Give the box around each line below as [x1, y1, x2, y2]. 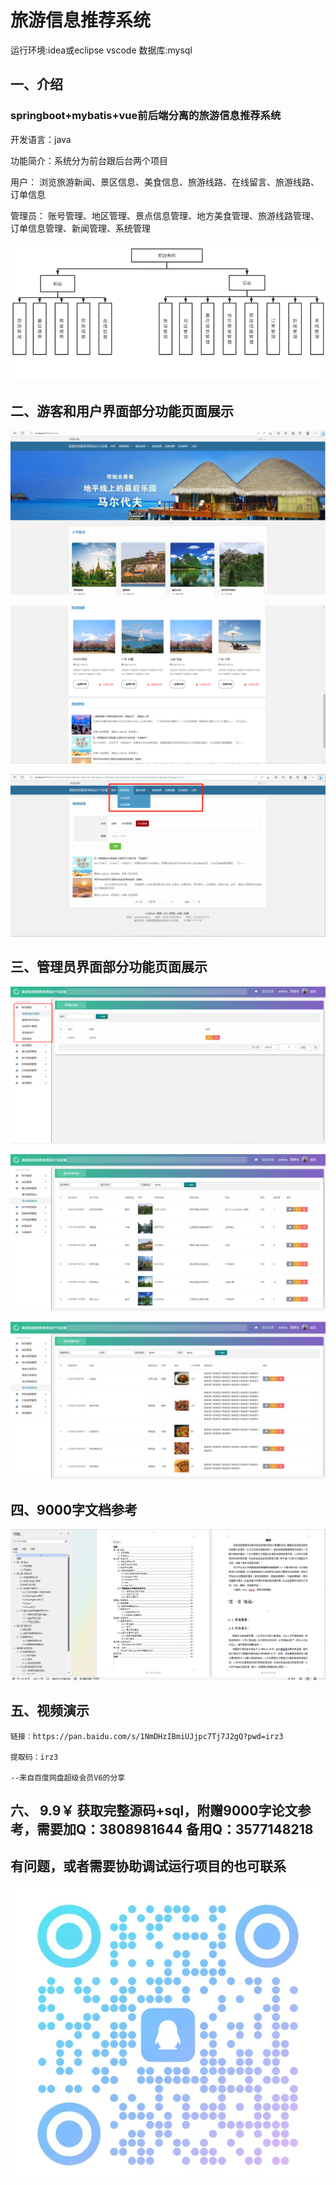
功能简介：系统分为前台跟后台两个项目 [10, 154, 168, 166]
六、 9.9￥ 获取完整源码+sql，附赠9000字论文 [10, 1802, 298, 1819]
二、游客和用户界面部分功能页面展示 [10, 402, 234, 420]
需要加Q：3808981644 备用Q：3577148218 [36, 1821, 314, 1838]
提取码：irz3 [10, 1752, 59, 1762]
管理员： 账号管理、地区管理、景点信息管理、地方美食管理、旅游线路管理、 [10, 209, 320, 221]
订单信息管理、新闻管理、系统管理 [10, 222, 151, 234]
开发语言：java [10, 133, 72, 145]
